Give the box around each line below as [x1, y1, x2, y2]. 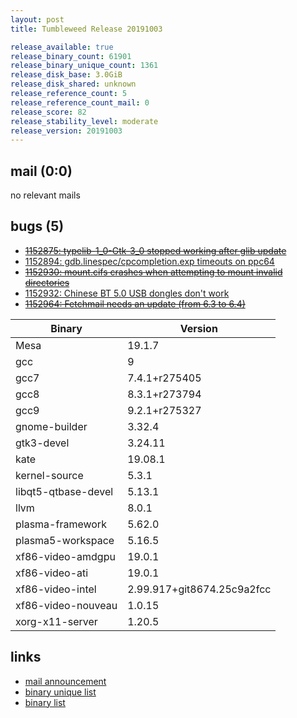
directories [24, 276, 70, 288]
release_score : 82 [10, 107, 87, 117]
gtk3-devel [15, 436, 70, 450]
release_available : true [10, 42, 114, 52]
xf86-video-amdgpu [15, 549, 116, 563]
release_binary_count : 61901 [10, 51, 132, 61]
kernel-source [15, 468, 84, 482]
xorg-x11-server [15, 614, 98, 628]
